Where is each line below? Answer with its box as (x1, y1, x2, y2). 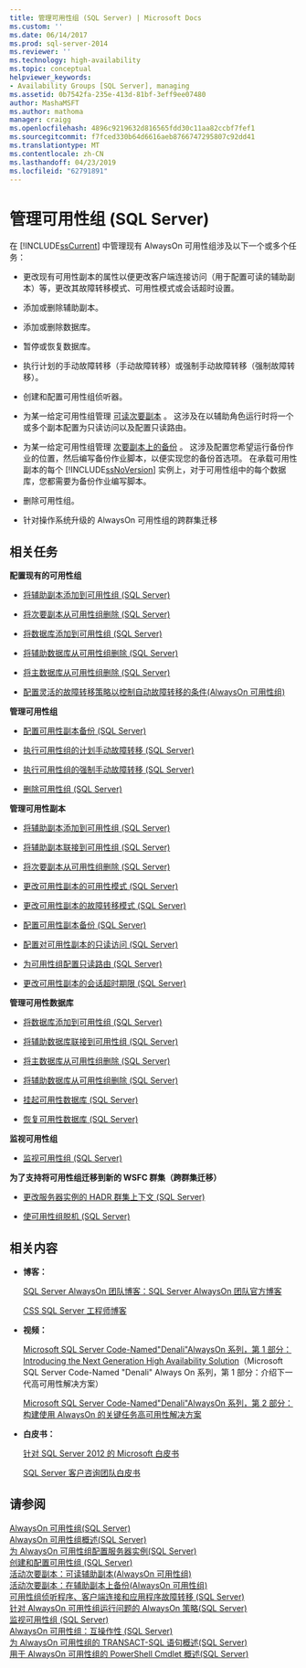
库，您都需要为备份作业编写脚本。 (22, 476, 152, 487)
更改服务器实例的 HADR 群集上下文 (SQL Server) (22, 1192, 206, 1203)
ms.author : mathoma (9, 107, 84, 116)
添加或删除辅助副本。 (22, 303, 103, 313)
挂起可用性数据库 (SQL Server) (22, 1094, 139, 1106)
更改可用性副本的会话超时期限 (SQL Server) (22, 978, 187, 989)
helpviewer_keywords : (9, 73, 92, 82)
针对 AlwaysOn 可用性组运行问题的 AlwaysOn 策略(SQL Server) (9, 1602, 248, 1613)
